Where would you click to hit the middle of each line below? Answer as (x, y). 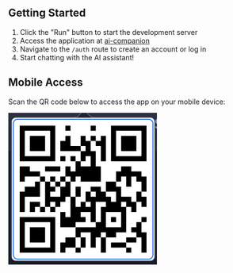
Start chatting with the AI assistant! (77, 57)
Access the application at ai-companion (85, 40)
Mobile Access (46, 83)
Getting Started (47, 13)
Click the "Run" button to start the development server (109, 32)
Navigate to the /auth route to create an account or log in (113, 49)
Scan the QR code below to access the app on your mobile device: (117, 102)
